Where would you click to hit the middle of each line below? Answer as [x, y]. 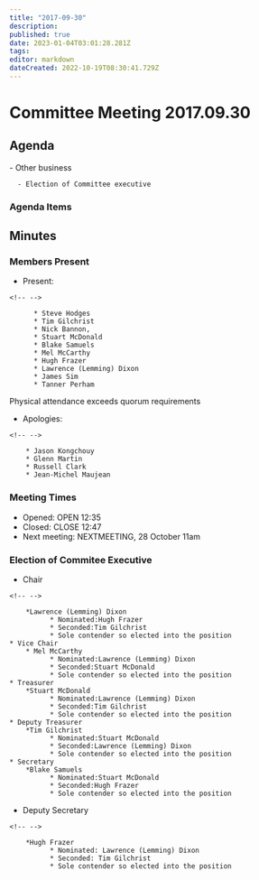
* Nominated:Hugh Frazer [96, 620]
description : [34, 26]
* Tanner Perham [64, 384]
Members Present [50, 262]
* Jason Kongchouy [60, 451]
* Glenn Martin [54, 459]
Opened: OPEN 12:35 [61, 517]
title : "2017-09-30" [48, 18]
